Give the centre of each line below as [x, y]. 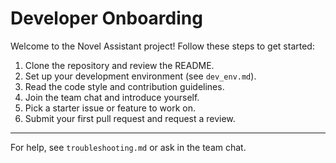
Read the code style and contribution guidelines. [124, 86]
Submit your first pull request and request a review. [130, 118]
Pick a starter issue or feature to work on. [110, 108]
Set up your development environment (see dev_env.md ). [140, 76]
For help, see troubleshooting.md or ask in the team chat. [128, 147]
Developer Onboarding [106, 18]
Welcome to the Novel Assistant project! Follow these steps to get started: [162, 46]
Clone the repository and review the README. [119, 65]
